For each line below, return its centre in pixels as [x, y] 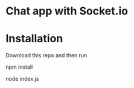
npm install [19, 67]
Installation [34, 39]
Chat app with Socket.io [67, 11]
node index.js [22, 79]
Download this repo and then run [46, 55]
